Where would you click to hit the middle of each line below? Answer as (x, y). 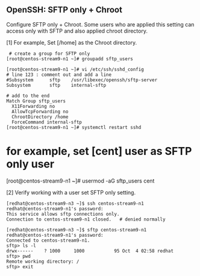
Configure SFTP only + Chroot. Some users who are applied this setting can (100, 24)
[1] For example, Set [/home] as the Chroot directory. (72, 42)
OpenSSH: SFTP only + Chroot (64, 10)
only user (30, 164)
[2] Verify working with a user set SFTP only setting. (71, 192)
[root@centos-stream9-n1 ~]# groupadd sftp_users (70, 59)
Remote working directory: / (43, 262)
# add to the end (28, 96)
